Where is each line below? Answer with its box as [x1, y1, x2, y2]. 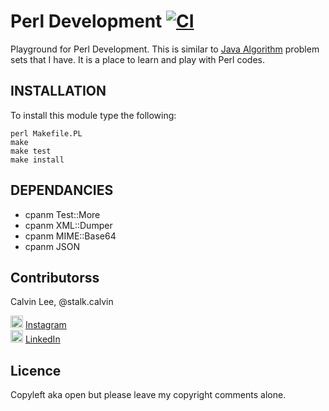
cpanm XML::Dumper [24, 219, 113, 231]
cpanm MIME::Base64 [24, 230, 117, 242]
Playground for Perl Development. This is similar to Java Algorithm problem [10, 43, 320, 55]
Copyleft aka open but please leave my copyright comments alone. [10, 389, 287, 401]
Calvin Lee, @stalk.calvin [10, 296, 114, 308]
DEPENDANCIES [10, 182, 114, 199]
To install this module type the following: [10, 109, 177, 121]
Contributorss [10, 269, 100, 286]
